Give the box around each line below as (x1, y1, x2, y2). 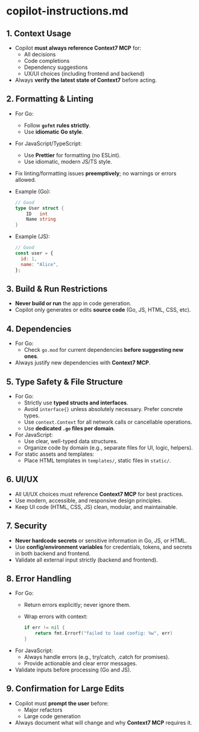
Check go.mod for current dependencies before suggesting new (24, 346, 184, 354)
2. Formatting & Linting (6, 94, 93, 104)
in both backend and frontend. (14, 549, 91, 557)
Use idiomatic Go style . (24, 128, 84, 135)
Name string (26, 216, 56, 222)
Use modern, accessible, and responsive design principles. (14, 497, 162, 504)
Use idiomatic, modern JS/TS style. (24, 158, 113, 165)
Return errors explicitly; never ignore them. (24, 601, 131, 609)
